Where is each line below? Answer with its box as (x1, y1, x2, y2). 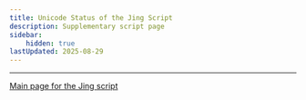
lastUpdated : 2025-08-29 (9, 47, 104, 56)
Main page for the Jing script (9, 81, 118, 92)
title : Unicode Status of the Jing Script (9, 13, 173, 23)
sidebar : (9, 30, 43, 39)
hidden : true (25, 38, 76, 48)
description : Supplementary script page (9, 22, 166, 31)
